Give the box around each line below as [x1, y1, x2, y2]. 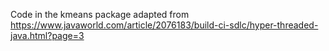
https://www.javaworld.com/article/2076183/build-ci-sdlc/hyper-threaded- [10, 19, 319, 31]
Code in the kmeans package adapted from [10, 9, 190, 20]
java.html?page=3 [10, 30, 85, 41]
